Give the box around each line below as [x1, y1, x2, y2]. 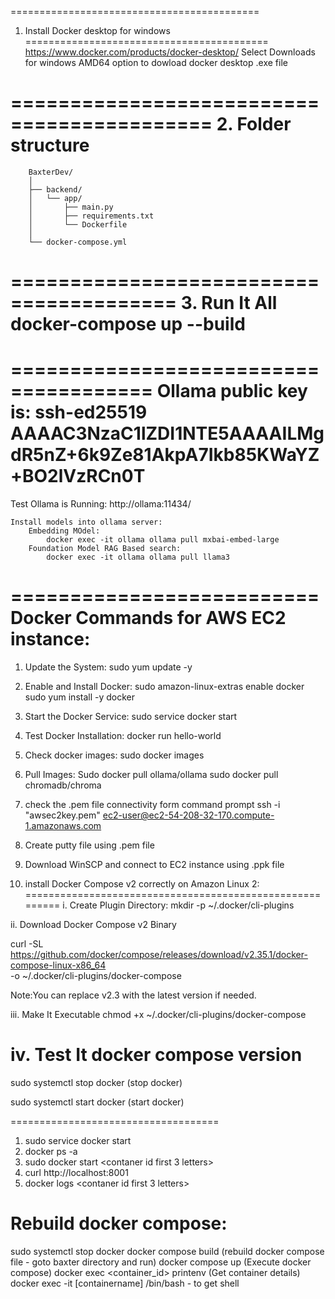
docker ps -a [24, 1145, 78, 1157]
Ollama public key [156, 380, 308, 403]
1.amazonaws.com [24, 820, 102, 831]
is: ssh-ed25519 [10, 401, 148, 424]
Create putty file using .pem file [24, 839, 155, 851]
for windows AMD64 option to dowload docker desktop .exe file [24, 57, 288, 68]
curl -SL [10, 938, 44, 950]
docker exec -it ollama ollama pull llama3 [46, 552, 230, 563]
